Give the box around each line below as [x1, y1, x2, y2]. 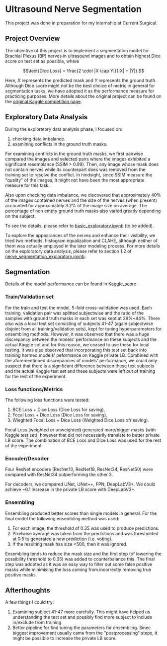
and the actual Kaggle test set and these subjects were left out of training [5, 368, 156, 374]
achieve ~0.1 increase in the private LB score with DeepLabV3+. [5, 486, 136, 492]
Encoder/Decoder [5, 455, 49, 462]
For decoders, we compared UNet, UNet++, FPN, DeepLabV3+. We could [5, 481, 156, 487]
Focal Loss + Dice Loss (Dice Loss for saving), [12, 411, 108, 418]
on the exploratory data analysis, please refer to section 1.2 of [5, 248, 132, 254]
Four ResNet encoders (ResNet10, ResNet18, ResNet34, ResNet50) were [5, 466, 153, 473]
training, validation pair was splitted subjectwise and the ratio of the [5, 310, 144, 316]
